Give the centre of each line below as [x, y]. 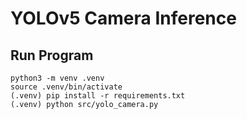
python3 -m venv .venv [57, 78]
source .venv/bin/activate [66, 87]
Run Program [52, 55]
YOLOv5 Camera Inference [123, 18]
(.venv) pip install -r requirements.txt [98, 96]
